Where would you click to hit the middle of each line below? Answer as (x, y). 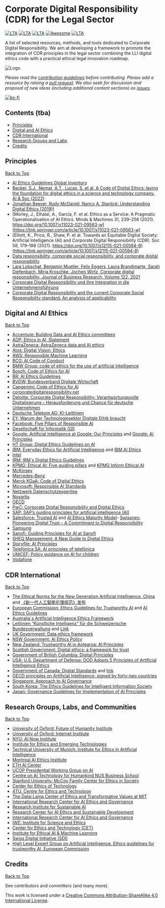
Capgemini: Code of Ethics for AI (45, 387)
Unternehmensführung (35, 287)
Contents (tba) (28, 113)
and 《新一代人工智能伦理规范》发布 (49, 602)
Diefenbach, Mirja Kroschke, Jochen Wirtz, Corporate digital (73, 271)
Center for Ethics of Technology (44, 786)
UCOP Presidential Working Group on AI (53, 770)
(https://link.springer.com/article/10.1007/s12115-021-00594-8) (75, 251)
